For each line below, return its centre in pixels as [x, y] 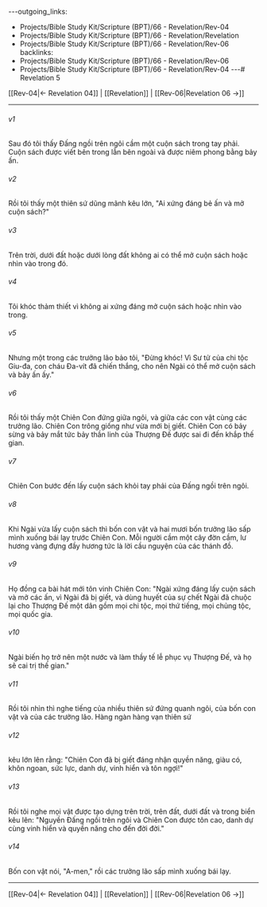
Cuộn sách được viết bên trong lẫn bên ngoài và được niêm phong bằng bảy [133, 152]
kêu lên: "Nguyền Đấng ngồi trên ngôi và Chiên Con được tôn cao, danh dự [131, 819]
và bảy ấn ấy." [31, 375]
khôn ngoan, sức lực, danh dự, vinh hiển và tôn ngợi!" [96, 768]
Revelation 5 [40, 78]
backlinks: [37, 52]
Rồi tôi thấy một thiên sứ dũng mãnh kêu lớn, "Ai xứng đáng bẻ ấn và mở [126, 203]
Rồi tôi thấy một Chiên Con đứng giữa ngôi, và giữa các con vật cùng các [128, 418]
